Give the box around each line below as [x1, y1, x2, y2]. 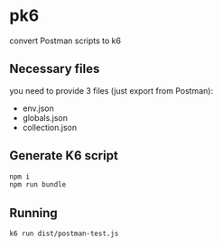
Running [9, 205, 59, 221]
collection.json [22, 122, 78, 133]
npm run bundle [9, 180, 67, 189]
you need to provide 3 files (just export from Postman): [9, 85, 214, 96]
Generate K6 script [9, 148, 119, 163]
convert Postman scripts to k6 [9, 35, 122, 46]
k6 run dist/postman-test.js [9, 229, 119, 239]
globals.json [22, 112, 68, 123]
